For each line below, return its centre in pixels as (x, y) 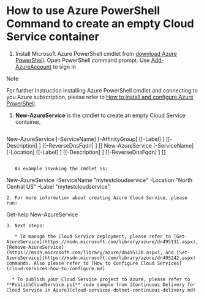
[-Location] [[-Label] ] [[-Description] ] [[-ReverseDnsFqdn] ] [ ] (86, 152)
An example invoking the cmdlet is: (61, 168)
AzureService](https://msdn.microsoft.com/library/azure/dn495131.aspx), (103, 242)
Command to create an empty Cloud (100, 24)
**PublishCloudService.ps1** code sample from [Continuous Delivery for (101, 285)
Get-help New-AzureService (42, 214)
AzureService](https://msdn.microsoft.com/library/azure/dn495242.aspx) (101, 258)
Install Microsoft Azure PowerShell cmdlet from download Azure (96, 53)
